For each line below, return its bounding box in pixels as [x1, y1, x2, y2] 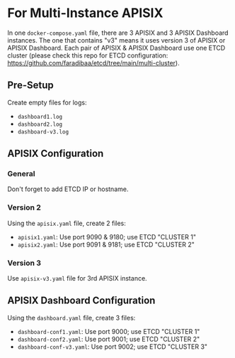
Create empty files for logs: [7, 98, 87, 107]
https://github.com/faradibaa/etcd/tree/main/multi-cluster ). [7, 58, 180, 67]
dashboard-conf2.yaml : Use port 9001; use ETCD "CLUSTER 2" [17, 335, 200, 343]
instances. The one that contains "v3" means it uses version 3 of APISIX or [7, 36, 226, 44]
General [7, 169, 35, 179]
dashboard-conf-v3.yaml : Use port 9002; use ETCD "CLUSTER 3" [17, 342, 207, 351]
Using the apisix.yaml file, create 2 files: [7, 219, 126, 227]
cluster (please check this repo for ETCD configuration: [7, 51, 168, 60]
